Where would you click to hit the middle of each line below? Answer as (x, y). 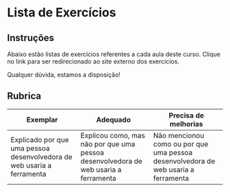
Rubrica (24, 96)
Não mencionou (179, 135)
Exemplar (42, 120)
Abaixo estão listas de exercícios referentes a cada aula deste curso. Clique (114, 54)
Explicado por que (40, 139)
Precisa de (186, 115)
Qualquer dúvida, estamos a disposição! (64, 74)
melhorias (187, 124)
